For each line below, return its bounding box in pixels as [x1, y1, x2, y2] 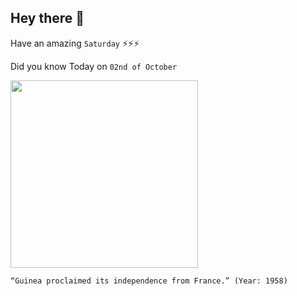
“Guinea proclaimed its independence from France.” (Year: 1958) [10, 276, 288, 286]
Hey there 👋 [10, 10, 85, 27]
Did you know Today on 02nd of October [10, 60, 178, 72]
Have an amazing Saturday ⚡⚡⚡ [10, 37, 140, 49]
